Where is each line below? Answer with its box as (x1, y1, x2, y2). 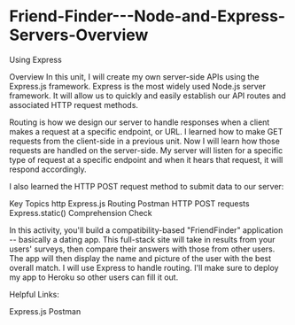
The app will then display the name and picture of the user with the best (9, 252, 272, 263)
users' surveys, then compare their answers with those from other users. (9, 244, 276, 254)
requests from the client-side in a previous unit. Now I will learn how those (9, 135, 281, 146)
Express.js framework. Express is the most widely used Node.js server (9, 81, 267, 91)
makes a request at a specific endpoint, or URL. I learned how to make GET (9, 126, 283, 136)
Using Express (9, 54, 62, 65)
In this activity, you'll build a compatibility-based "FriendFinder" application (9, 224, 283, 236)
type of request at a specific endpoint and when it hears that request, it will (9, 154, 283, 165)
